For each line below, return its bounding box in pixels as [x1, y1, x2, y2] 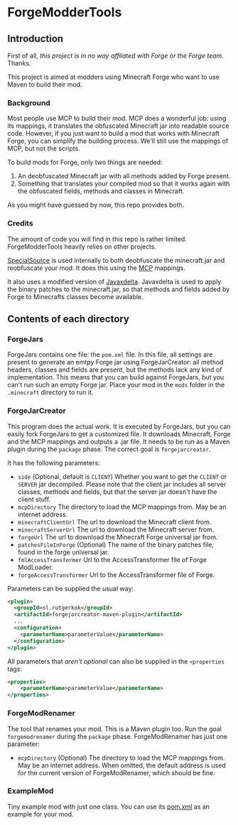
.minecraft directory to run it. [7, 388, 94, 397]
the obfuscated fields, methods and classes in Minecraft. [17, 187, 185, 195]
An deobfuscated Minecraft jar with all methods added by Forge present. [17, 172, 231, 180]
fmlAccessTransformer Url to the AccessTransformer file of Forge [17, 555, 207, 564]
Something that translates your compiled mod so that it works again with [17, 179, 230, 188]
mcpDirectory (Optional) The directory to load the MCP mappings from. [17, 753, 225, 762]
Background [7, 97, 51, 107]
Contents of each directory [7, 313, 130, 325]
